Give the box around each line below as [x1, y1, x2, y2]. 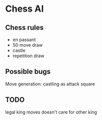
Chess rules [5, 23, 44, 32]
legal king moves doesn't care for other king [5, 109, 97, 115]
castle [12, 48, 26, 53]
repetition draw [12, 53, 44, 59]
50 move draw [12, 42, 43, 48]
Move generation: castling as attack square [5, 81, 95, 87]
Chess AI [5, 3, 44, 15]
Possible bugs [5, 67, 51, 76]
